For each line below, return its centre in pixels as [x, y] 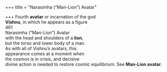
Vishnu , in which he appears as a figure [46, 22]
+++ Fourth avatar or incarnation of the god [50, 17]
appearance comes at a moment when [45, 54]
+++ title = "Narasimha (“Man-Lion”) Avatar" [51, 7]
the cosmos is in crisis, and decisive [42, 59]
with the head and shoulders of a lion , [44, 38]
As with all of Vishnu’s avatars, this [41, 48]
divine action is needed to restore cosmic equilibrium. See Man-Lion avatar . [84, 64]
